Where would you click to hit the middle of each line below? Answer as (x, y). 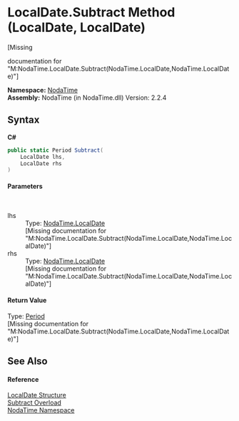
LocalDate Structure (37, 395)
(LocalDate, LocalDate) (77, 27)
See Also (27, 362)
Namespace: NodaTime (43, 90)
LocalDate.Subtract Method (91, 12)
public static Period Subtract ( (55, 150)
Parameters (25, 186)
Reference (23, 379)
